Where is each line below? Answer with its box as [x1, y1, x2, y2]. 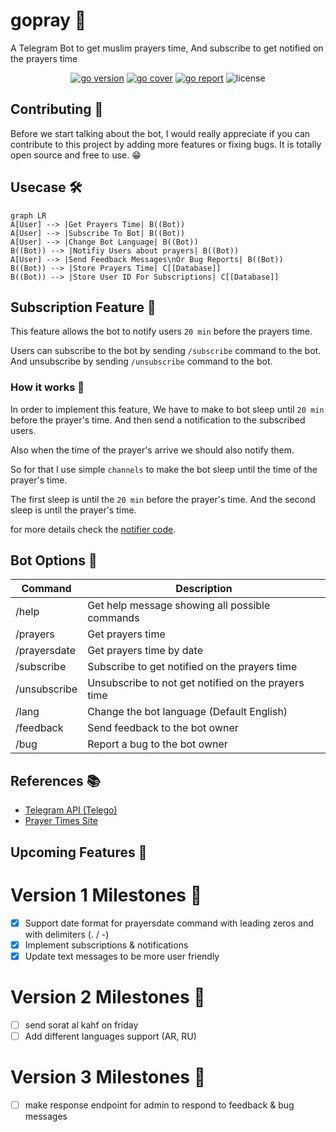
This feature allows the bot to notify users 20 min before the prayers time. [10, 325, 313, 338]
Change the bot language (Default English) [87, 705, 288, 719]
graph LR [10, 210, 47, 221]
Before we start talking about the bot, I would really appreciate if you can [10, 127, 311, 139]
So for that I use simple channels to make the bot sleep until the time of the [10, 463, 318, 475]
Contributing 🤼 [10, 101, 104, 118]
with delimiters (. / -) [24, 928, 110, 940]
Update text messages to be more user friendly [24, 950, 220, 962]
